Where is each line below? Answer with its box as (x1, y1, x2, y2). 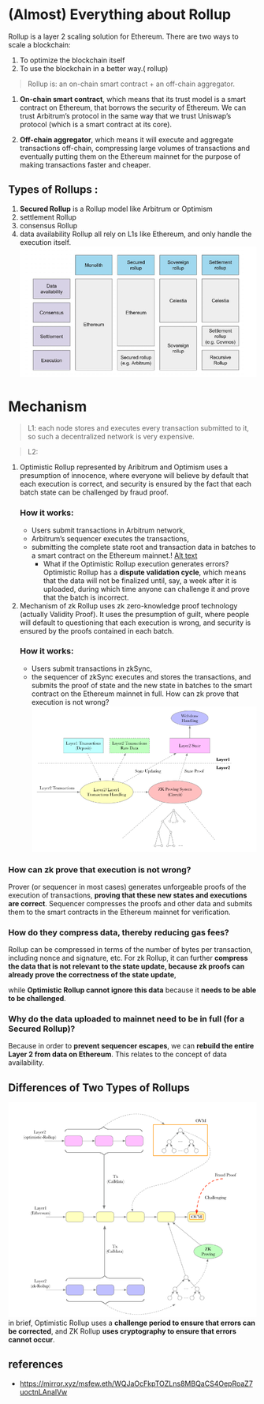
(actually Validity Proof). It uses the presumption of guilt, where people (19, 609, 250, 619)
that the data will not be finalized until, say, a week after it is (43, 575, 237, 585)
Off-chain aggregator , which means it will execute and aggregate (19, 134, 234, 144)
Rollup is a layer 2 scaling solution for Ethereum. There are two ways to (8, 32, 239, 41)
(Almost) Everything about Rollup (8, 6, 232, 24)
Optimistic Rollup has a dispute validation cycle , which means (43, 567, 247, 577)
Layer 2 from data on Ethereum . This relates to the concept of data (8, 1049, 227, 1060)
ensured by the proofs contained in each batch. (19, 626, 175, 635)
